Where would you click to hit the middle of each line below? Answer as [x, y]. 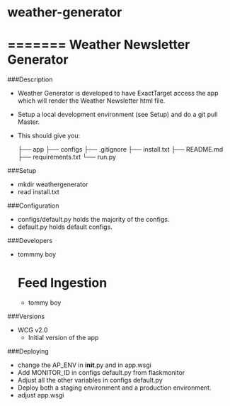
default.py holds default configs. [65, 227]
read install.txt [38, 192]
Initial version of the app [63, 338]
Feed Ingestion [62, 283]
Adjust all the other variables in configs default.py [90, 380]
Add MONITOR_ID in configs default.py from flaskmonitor [101, 373]
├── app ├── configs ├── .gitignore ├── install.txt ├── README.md [120, 150]
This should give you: [49, 136]
